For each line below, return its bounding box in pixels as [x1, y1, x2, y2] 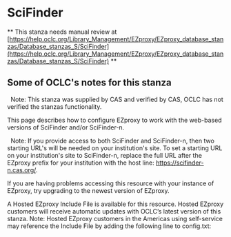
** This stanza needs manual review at [7, 28, 117, 36]
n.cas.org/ [7, 165, 37, 174]
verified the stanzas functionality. [7, 102, 102, 111]
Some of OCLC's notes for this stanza [7, 77, 172, 89]
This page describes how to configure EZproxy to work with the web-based [7, 116, 222, 124]
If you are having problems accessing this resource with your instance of [7, 179, 214, 187]
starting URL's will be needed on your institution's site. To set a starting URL [7, 143, 223, 152]
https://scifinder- [155, 158, 205, 167]
